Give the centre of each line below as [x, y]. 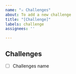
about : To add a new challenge [38, 15]
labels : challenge [25, 24]
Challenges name [31, 66]
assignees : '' [20, 29]
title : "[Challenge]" [28, 19]
